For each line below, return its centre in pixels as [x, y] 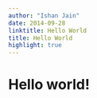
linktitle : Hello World [48, 30]
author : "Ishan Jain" [44, 16]
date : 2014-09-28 [37, 23]
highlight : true [35, 45]
